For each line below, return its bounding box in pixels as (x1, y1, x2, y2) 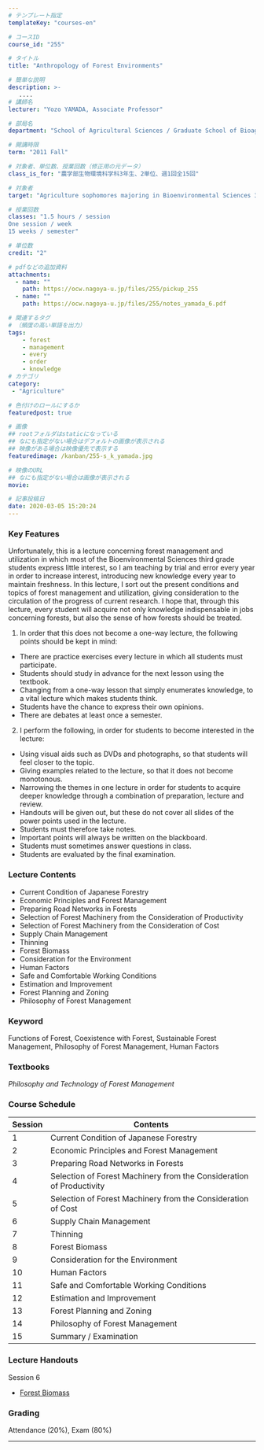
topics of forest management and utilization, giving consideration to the (8, 588, 240, 598)
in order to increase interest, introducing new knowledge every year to (8, 571, 236, 581)
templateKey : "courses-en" (8, 19, 97, 27)
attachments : (8, 271, 51, 279)
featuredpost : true (8, 408, 72, 417)
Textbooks (8, 1061, 49, 1072)
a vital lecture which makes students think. (19, 694, 158, 703)
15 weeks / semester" (8, 227, 79, 236)
